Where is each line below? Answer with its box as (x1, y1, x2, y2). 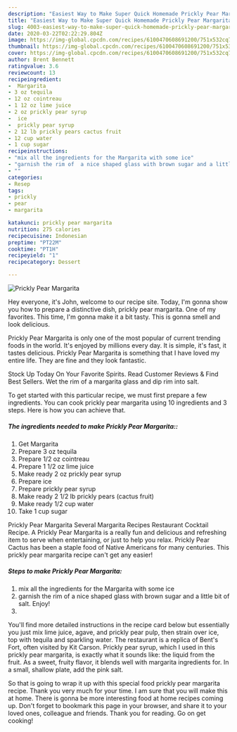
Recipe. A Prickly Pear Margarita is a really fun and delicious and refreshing (8, 528, 227, 536)
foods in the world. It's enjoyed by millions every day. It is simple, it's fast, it (8, 341, 227, 349)
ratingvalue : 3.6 (8, 63, 59, 70)
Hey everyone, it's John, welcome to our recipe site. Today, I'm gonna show (8, 298, 228, 306)
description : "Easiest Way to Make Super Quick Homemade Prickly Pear (8, 10, 219, 18)
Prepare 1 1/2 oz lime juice (18, 462, 94, 470)
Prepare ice (18, 477, 52, 486)
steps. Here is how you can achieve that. (8, 406, 126, 414)
